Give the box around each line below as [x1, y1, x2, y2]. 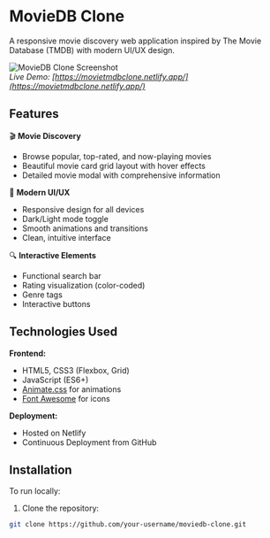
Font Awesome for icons [21, 393, 110, 403]
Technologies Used [9, 325, 117, 340]
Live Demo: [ [9, 71, 56, 81]
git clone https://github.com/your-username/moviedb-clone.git [9, 520, 247, 529]
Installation [9, 462, 72, 477]
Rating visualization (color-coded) [21, 280, 146, 290]
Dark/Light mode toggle [21, 213, 109, 224]
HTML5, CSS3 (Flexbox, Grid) [21, 365, 130, 375]
